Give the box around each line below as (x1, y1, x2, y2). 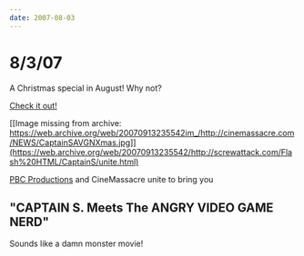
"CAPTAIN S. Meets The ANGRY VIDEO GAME (9, 200, 274, 215)
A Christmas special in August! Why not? (9, 83, 162, 94)
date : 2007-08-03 (9, 13, 76, 23)
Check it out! (9, 100, 57, 111)
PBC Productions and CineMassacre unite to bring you (9, 173, 214, 184)
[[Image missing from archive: (9, 117, 122, 128)
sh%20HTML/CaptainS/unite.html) (9, 156, 139, 167)
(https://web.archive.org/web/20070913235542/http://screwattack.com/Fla (9, 146, 293, 157)
